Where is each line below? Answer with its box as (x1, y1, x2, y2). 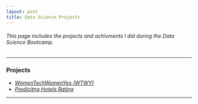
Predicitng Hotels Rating (14, 86, 74, 92)
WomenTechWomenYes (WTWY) (14, 79, 94, 86)
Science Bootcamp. (6, 39, 54, 46)
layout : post (6, 8, 38, 15)
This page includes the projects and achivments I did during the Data (6, 32, 175, 40)
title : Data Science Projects (6, 14, 81, 20)
